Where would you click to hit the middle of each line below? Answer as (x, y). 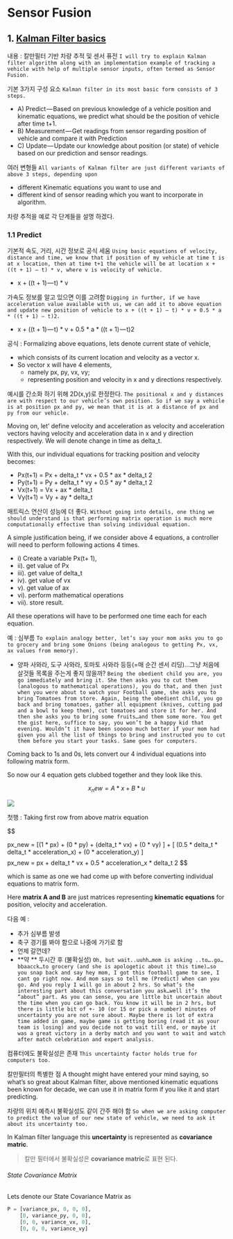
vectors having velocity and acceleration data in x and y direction (100, 433)
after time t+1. (37, 124)
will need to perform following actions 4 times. (74, 545)
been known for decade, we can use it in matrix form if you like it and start (113, 1089)
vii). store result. (40, 602)
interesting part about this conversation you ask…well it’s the (113, 991)
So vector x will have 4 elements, (64, 365)
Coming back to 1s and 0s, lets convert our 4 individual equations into (107, 754)
